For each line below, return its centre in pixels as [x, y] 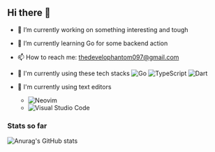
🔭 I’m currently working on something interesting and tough [103, 29]
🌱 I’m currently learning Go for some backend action [92, 43]
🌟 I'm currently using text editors [64, 86]
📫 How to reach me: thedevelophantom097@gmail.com [98, 57]
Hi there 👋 [29, 13]
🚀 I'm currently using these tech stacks [74, 73]
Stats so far [27, 126]
